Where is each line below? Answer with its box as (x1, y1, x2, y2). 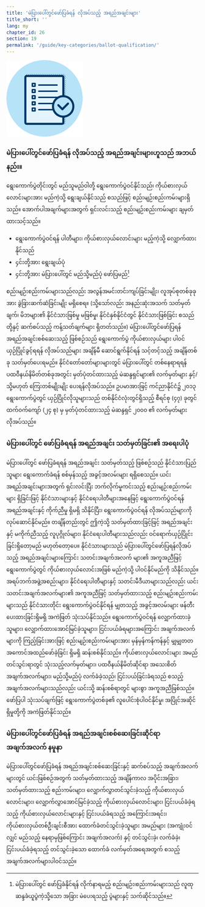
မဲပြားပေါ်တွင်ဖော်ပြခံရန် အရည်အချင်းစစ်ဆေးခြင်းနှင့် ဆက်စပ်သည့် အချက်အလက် (6, 762, 198, 770)
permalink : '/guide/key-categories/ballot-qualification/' (6, 42, 160, 48)
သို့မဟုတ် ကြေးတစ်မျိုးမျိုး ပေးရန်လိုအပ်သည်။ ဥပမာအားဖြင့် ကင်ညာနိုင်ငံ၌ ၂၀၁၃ (6, 383, 196, 390)
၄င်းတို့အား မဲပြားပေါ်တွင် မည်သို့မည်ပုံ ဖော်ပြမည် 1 (15, 269, 130, 278)
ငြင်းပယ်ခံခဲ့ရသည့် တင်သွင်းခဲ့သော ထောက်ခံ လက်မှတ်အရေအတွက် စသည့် (6, 845, 181, 852)
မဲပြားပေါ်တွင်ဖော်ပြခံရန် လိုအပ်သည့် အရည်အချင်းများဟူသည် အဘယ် (6, 148, 196, 157)
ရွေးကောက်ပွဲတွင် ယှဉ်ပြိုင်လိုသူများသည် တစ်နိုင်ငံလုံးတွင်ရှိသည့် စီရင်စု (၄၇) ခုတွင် (6, 394, 197, 402)
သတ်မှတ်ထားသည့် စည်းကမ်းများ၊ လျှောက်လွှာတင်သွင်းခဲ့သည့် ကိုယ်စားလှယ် (6, 786, 184, 793)
